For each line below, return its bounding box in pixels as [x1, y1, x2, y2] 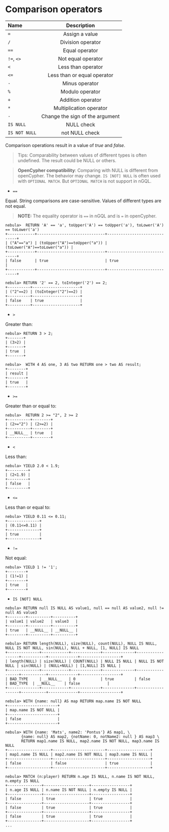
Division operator [60, 39, 101, 46]
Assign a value [63, 30, 98, 37]
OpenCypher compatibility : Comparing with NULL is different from [17, 167, 158, 173]
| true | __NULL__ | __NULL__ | [5, 627, 78, 633]
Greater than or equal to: [5, 403, 57, 409]
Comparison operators [5, 4, 103, 15]
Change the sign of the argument [41, 112, 120, 120]
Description [66, 22, 95, 29]
